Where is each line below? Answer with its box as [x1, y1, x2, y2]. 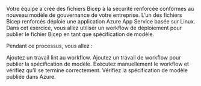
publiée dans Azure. [6, 73, 56, 80]
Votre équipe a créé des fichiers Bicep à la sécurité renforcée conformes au [6, 5, 194, 12]
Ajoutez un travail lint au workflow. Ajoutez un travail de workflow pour [6, 54, 181, 61]
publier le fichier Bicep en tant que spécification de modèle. [6, 31, 155, 38]
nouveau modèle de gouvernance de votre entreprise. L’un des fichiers [6, 11, 182, 19]
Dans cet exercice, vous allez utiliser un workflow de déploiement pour [6, 24, 182, 31]
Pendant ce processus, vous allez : [6, 42, 93, 49]
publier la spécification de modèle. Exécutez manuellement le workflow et [6, 60, 190, 67]
